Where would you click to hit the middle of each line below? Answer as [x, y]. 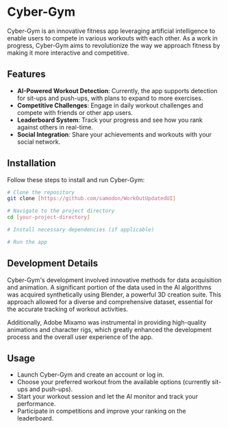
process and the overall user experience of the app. [80, 337]
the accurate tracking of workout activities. [68, 309]
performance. [36, 404]
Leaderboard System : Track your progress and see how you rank [110, 120]
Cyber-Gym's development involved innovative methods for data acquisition [114, 280]
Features [26, 74]
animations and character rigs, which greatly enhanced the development [110, 329]
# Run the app [27, 242]
